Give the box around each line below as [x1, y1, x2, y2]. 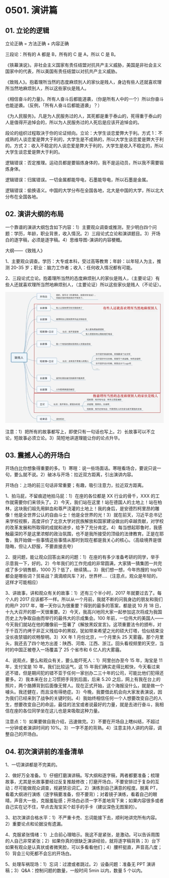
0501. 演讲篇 [5, 5, 58, 16]
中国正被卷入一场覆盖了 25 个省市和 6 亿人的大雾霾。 [14, 647, 124, 653]
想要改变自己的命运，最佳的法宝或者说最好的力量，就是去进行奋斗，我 [14, 702, 159, 708]
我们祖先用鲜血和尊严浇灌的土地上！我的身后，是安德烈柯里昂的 [22, 506, 155, 512]
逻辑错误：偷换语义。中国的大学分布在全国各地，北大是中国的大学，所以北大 [5, 187, 164, 193]
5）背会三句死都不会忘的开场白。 [5, 850, 74, 857]
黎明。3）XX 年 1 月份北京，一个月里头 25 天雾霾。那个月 [40, 634, 159, 640]
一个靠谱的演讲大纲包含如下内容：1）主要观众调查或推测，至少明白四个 [5, 224, 152, 230]
